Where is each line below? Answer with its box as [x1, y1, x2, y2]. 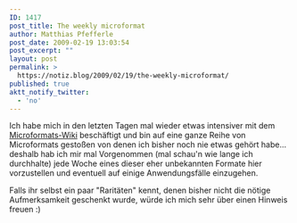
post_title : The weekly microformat [9, 21, 145, 30]
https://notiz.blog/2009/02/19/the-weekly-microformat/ [17, 71, 229, 80]
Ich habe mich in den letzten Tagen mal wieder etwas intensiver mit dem [9, 120, 276, 131]
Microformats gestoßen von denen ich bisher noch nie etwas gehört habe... [9, 139, 287, 150]
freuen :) [9, 204, 42, 215]
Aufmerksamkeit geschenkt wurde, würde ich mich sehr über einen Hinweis [9, 194, 288, 205]
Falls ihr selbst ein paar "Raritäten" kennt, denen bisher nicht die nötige [9, 185, 271, 196]
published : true [9, 79, 70, 88]
